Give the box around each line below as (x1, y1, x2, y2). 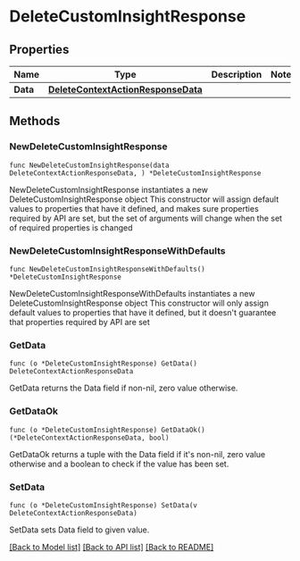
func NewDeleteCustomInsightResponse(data (9, 161, 170, 170)
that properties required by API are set (9, 316, 150, 327)
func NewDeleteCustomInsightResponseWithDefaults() (9, 264, 205, 273)
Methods (9, 113, 61, 129)
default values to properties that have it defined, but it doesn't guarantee (9, 306, 277, 318)
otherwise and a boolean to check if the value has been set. (9, 458, 229, 469)
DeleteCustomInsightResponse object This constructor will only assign (9, 297, 270, 308)
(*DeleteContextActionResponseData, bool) (9, 433, 170, 442)
